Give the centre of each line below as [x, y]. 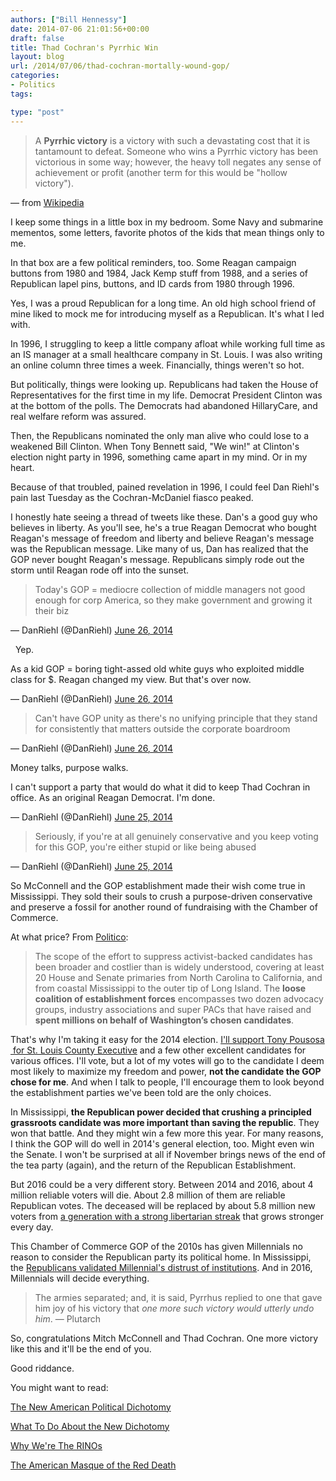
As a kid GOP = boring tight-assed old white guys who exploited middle [157, 668]
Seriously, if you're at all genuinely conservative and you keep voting [176, 836]
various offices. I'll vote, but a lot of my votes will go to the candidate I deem [167, 1060]
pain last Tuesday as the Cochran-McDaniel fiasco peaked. [132, 497]
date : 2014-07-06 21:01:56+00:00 [80, 29]
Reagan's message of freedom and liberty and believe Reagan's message [162, 538]
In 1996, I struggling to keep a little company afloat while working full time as [168, 343]
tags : [21, 94]
